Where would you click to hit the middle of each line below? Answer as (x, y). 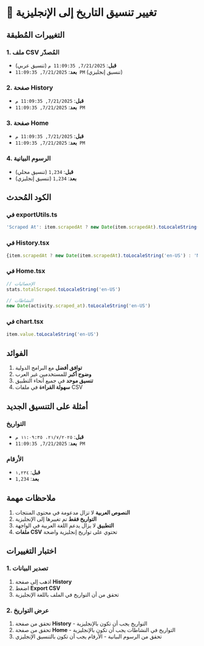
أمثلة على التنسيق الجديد (47, 406)
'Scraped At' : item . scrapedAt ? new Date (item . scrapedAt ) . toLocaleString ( (103, 227)
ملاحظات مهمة (31, 498)
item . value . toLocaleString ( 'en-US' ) (53, 334)
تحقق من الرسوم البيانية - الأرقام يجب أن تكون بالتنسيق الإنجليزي (88, 637)
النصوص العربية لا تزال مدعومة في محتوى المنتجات (73, 513)
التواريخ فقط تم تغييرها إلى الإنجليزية (56, 519)
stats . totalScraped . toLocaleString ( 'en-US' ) (63, 289)
